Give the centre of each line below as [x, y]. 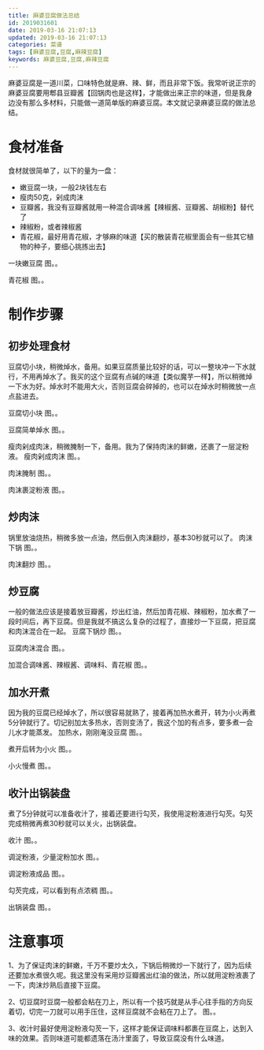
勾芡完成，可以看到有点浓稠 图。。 [62, 891]
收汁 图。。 [25, 840]
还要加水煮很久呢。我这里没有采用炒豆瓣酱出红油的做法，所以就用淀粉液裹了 [132, 975]
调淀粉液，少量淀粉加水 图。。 [56, 857]
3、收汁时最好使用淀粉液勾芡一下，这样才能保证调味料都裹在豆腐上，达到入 [131, 1028]
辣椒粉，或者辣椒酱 [51, 226]
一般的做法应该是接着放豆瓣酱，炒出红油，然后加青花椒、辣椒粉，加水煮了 [128, 612]
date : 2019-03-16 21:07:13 [52, 30]
